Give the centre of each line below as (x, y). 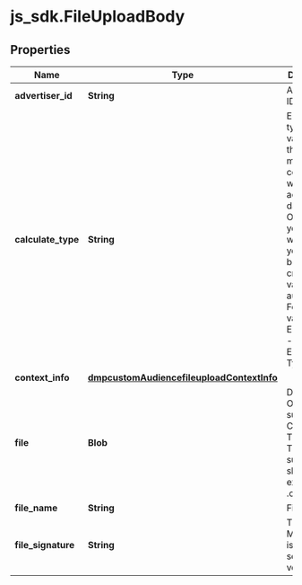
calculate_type (47, 239)
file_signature (45, 545)
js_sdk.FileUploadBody (98, 17)
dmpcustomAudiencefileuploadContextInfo (183, 377)
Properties (40, 50)
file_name (36, 508)
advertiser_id (43, 96)
